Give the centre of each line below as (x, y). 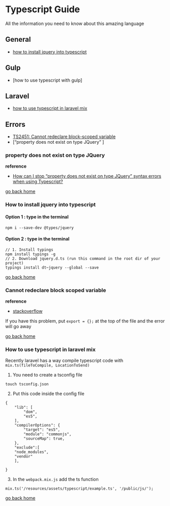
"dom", (31, 412)
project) (15, 263)
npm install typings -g (31, 254)
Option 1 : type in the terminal (37, 217)
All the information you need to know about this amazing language (75, 23)
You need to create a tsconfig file (47, 375)
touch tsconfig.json (27, 384)
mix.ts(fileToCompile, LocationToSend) (48, 365)
